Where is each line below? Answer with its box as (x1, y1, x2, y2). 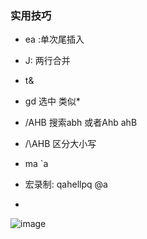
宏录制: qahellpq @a (24, 178, 108, 191)
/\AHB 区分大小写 (24, 138, 97, 150)
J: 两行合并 (24, 55, 71, 67)
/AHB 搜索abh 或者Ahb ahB (24, 117, 138, 129)
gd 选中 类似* (24, 95, 81, 107)
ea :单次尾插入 (24, 33, 85, 46)
